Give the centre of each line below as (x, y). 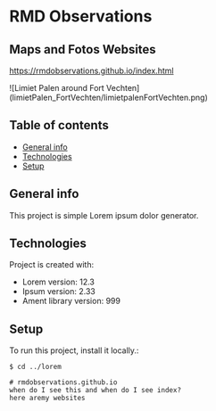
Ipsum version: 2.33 (58, 292)
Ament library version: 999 (71, 301)
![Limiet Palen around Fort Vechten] (75, 88)
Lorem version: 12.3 (58, 282)
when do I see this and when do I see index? (95, 390)
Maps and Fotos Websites (83, 49)
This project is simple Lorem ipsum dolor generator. (104, 215)
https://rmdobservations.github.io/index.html (91, 70)
